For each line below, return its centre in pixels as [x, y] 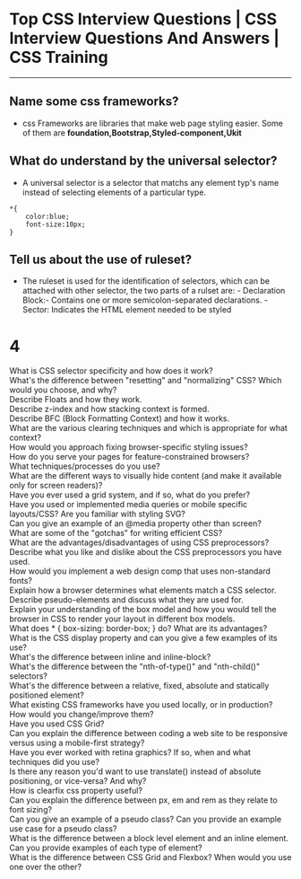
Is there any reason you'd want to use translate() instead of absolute [135, 771]
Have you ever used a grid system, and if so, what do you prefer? [130, 495]
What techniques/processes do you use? [85, 466]
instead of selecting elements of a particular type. [114, 192]
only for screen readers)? [56, 486]
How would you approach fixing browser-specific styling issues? [129, 447]
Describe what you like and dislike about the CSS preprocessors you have [146, 552]
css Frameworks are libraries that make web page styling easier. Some [153, 123]
